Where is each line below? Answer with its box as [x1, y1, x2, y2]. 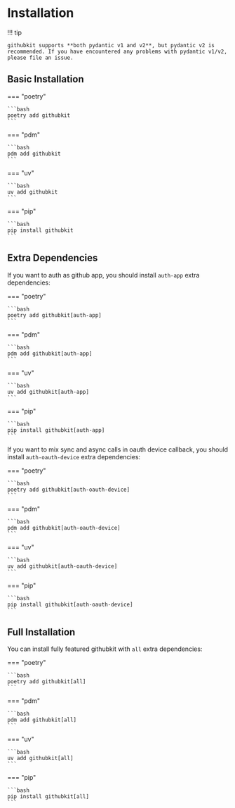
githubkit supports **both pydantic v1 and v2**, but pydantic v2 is [7, 42, 215, 49]
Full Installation [7, 626, 76, 638]
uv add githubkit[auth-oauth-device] [7, 562, 118, 570]
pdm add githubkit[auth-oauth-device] [7, 524, 121, 531]
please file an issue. [7, 54, 74, 61]
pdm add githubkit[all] [7, 716, 77, 723]
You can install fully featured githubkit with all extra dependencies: [7, 645, 203, 653]
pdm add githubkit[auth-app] [7, 350, 93, 357]
